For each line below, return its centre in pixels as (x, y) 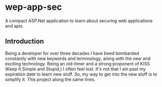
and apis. (14, 26)
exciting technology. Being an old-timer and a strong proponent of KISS (78, 63)
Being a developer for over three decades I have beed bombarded (72, 53)
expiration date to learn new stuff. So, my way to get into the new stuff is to (81, 74)
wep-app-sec (34, 7)
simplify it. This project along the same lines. (50, 79)
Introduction (25, 42)
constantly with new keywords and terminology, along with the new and (78, 58)
